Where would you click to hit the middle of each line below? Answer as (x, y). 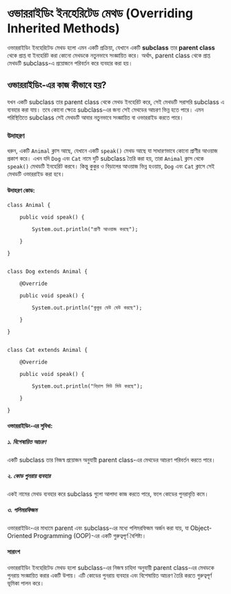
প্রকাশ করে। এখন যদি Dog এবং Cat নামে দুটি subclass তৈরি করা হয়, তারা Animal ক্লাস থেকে (106, 159)
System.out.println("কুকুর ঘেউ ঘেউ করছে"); (87, 308)
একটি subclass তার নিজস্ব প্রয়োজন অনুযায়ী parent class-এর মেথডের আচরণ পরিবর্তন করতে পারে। (111, 459)
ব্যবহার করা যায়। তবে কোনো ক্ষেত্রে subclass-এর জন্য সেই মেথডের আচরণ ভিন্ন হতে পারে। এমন (106, 110)
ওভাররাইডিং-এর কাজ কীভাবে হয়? (57, 85)
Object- (201, 528)
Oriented (20, 535)
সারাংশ (14, 552)
